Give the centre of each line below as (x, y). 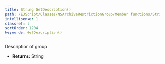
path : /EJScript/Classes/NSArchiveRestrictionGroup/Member (67, 14)
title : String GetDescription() (38, 10)
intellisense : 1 (22, 19)
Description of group (26, 47)
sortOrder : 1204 (22, 28)
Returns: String (28, 56)
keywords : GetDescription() (34, 32)
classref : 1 (17, 23)
